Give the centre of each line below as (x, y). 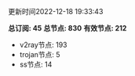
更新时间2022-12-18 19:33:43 (56, 11)
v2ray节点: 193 (43, 45)
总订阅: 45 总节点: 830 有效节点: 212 (67, 28)
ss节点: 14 (36, 64)
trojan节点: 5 (40, 54)
